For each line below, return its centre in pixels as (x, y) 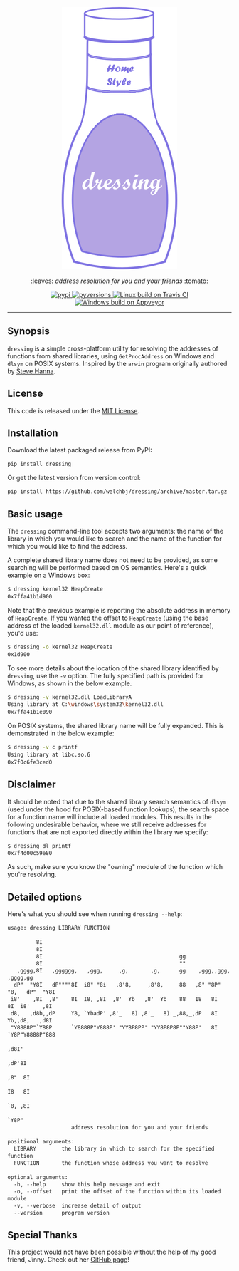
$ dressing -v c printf (43, 747)
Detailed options (44, 897)
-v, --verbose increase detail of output (78, 1206)
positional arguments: (41, 1142)
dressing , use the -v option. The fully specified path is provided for (106, 675)
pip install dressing (39, 464)
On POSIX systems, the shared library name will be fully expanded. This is (116, 726)
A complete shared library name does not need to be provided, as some (113, 560)
